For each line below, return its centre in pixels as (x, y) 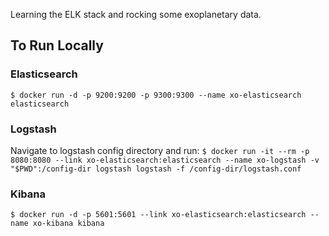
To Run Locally (57, 45)
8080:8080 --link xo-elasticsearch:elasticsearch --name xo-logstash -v (165, 160)
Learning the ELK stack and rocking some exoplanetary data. (136, 14)
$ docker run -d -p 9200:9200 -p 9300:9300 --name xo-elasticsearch (156, 95)
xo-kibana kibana (68, 224)
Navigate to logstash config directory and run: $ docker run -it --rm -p (160, 150)
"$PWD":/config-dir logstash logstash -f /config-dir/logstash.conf (156, 169)
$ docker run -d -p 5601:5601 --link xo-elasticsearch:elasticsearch (158, 215)
